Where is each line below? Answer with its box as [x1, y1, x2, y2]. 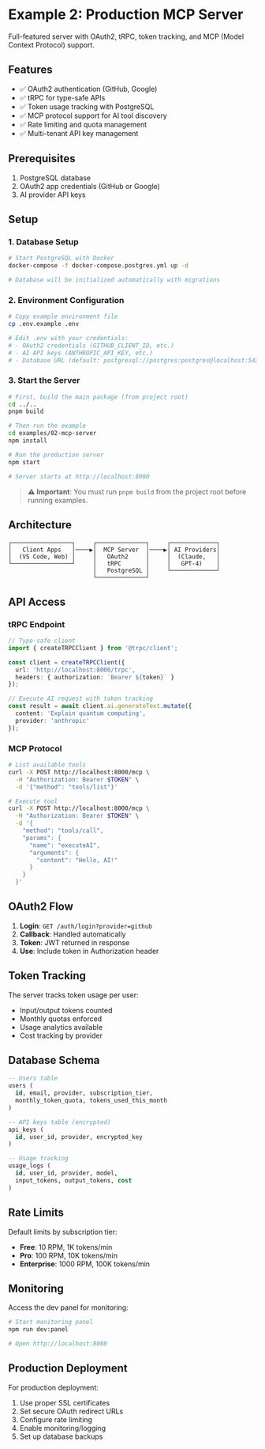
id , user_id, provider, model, [15, 1169, 118, 1178]
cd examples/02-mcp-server [8, 429, 97, 437]
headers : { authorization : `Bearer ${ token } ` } [15, 673, 175, 681]
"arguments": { [28, 849, 80, 857]
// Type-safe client [8, 637, 77, 645]
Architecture [8, 518, 73, 532]
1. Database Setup [8, 236, 79, 247]
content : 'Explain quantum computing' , [15, 709, 147, 717]
